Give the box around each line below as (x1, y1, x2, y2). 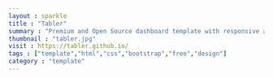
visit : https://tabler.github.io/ (8, 42, 129, 50)
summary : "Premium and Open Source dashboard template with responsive (8, 27, 260, 35)
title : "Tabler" (8, 19, 67, 28)
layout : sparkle (8, 11, 67, 20)
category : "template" (8, 58, 85, 66)
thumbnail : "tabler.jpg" (8, 34, 96, 43)
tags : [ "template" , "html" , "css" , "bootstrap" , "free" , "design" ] (8, 50, 227, 58)
